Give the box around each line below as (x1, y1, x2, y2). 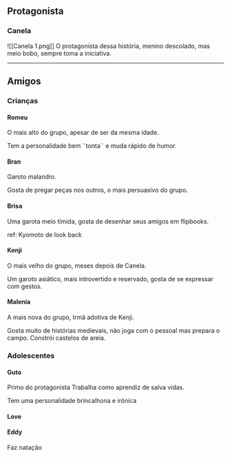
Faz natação (7, 443, 43, 451)
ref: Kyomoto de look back (7, 230, 82, 239)
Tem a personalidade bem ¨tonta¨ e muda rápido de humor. (7, 142, 177, 150)
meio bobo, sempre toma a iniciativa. (7, 49, 112, 57)
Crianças (7, 96, 38, 105)
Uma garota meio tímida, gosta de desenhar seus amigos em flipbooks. (7, 217, 209, 226)
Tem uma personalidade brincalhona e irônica (7, 397, 137, 405)
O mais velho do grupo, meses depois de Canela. (7, 261, 146, 270)
